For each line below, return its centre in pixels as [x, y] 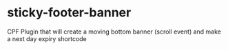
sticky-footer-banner [69, 13]
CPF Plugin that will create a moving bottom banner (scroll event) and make [114, 32]
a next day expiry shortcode [47, 38]
